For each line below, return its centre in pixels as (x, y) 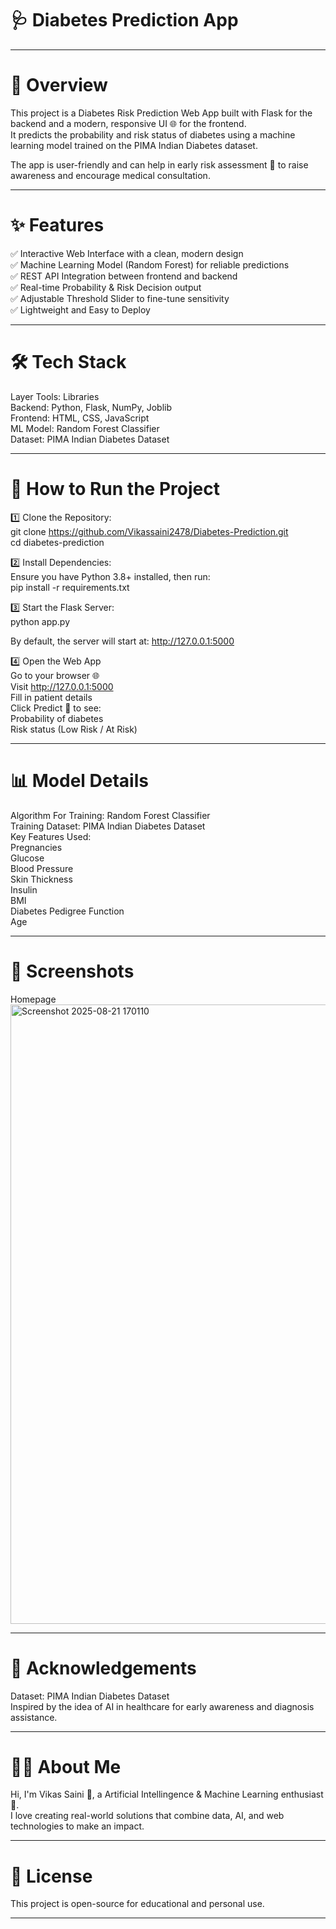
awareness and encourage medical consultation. (110, 175)
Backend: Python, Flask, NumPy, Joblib (91, 407)
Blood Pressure (42, 868)
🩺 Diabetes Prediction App (124, 20)
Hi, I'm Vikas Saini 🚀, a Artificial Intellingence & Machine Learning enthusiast (167, 1794)
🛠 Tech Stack (68, 362)
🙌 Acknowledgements (103, 1668)
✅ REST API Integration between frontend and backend (124, 276)
